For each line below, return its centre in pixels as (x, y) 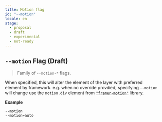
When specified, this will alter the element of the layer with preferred (74, 82)
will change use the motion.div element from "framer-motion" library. (74, 93)
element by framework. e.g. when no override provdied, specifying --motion (81, 87)
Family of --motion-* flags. (44, 73)
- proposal (20, 28)
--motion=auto (19, 116)
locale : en (16, 19)
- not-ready (22, 41)
